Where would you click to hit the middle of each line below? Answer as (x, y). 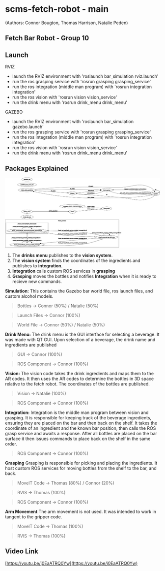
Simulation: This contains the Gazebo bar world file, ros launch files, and (79, 291)
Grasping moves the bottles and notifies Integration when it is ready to (84, 276)
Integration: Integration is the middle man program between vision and (77, 412)
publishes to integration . (37, 266)
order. (11, 444)
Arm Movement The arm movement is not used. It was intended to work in (81, 511)
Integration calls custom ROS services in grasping (64, 271)
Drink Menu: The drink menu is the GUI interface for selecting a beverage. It (82, 334)
